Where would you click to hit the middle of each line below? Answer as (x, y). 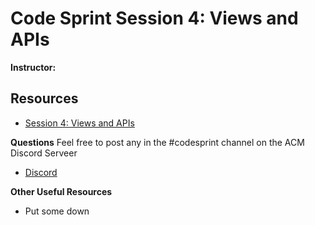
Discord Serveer (44, 153)
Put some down (57, 211)
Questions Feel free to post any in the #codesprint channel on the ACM (157, 142)
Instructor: (33, 67)
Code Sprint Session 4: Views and (154, 18)
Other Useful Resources (61, 191)
